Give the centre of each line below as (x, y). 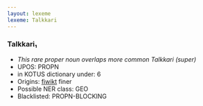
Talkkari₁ (22, 44)
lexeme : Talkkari (32, 20)
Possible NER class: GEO (53, 89)
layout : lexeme (29, 14)
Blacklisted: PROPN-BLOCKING (62, 96)
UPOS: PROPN (38, 67)
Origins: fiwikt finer (44, 81)
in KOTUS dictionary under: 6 (59, 74)
